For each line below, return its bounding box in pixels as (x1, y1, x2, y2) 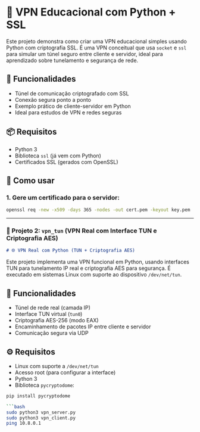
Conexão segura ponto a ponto (14, 96, 91, 103)
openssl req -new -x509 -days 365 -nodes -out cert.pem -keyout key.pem (6, 207, 190, 213)
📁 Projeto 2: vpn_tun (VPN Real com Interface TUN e (6, 226, 157, 235)
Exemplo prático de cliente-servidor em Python (14, 102, 131, 110)
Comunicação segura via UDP (14, 330, 89, 337)
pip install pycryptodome (6, 393, 70, 399)
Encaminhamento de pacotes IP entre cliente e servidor (14, 323, 151, 330)
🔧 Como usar (6, 175, 55, 185)
